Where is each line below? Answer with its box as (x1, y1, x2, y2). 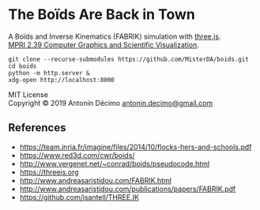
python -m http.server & (8, 69, 90, 77)
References (8, 121, 66, 135)
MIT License (8, 89, 49, 99)
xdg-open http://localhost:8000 (8, 76, 115, 84)
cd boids (8, 62, 37, 70)
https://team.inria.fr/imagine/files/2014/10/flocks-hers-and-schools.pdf (19, 142, 252, 152)
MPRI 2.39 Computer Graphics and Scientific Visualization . (8, 39, 200, 49)
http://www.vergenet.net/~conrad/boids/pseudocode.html (19, 159, 210, 168)
